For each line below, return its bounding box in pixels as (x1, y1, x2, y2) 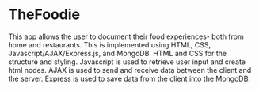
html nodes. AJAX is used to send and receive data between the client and (8, 65, 252, 74)
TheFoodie (8, 6, 81, 24)
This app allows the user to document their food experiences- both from (8, 32, 244, 41)
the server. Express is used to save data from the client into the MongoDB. (8, 74, 251, 83)
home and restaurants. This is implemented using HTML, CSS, (8, 40, 211, 49)
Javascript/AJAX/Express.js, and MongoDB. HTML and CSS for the (8, 48, 227, 58)
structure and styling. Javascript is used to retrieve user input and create (8, 57, 246, 66)
